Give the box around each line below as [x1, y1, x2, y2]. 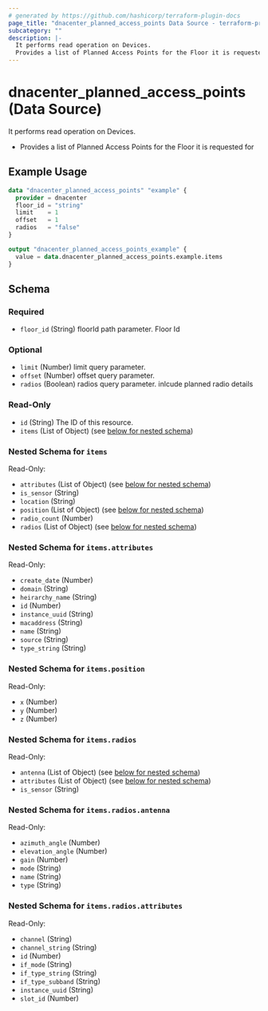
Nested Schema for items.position [8, 664, 145, 675]
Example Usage [8, 165, 88, 179]
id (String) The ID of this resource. [19, 417, 134, 427]
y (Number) [19, 705, 58, 715]
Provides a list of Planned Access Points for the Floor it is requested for [19, 141, 254, 152]
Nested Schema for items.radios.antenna [8, 804, 170, 815]
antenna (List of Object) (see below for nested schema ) [19, 767, 201, 777]
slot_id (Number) [19, 993, 80, 1003]
